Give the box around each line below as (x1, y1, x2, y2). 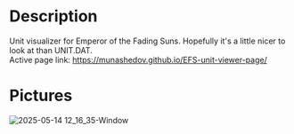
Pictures (9, 86, 73, 106)
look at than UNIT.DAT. (9, 44, 94, 55)
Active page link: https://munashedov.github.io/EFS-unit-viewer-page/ (9, 54, 267, 65)
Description (9, 6, 98, 27)
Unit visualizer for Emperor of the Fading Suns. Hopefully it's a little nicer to (9, 35, 286, 46)
